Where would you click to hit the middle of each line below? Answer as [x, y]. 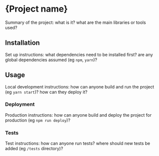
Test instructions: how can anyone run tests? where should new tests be [78, 143]
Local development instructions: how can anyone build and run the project [80, 87]
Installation [22, 43]
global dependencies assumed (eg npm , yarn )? [51, 60]
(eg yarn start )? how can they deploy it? [46, 92]
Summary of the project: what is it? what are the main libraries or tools [76, 22]
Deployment [20, 104]
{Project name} [37, 9]
